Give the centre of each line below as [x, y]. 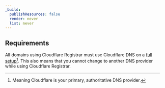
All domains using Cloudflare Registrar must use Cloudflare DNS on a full [79, 55]
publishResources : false [35, 14]
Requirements [27, 43]
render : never [24, 19]
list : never [22, 23]
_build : [13, 10]
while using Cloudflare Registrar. [38, 66]
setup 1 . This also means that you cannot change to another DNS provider [79, 60]
